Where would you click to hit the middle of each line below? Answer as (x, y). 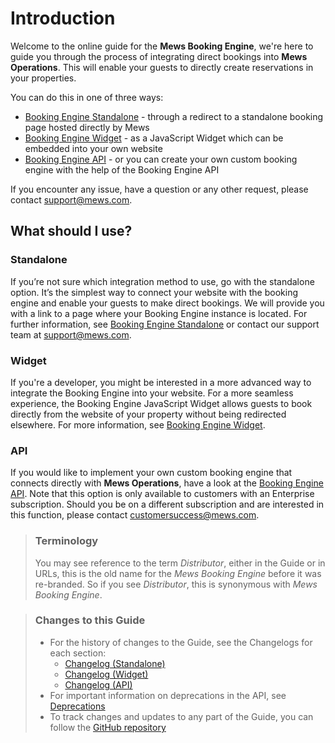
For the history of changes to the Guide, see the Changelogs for (181, 642)
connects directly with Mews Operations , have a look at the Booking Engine (167, 483)
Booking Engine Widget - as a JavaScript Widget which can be (154, 138)
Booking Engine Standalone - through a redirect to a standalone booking (174, 116)
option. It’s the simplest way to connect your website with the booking (154, 292)
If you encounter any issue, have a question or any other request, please (159, 189)
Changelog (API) (98, 684)
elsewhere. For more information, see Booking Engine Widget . (138, 424)
